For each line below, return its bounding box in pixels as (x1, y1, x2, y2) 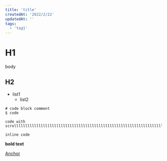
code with (5, 119, 26, 124)
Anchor (5, 150, 20, 157)
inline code (5, 132, 30, 137)
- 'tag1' (9, 26, 28, 31)
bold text (5, 141, 24, 147)
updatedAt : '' (5, 16, 35, 21)
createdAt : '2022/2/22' (5, 12, 55, 17)
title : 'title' (5, 7, 37, 12)
